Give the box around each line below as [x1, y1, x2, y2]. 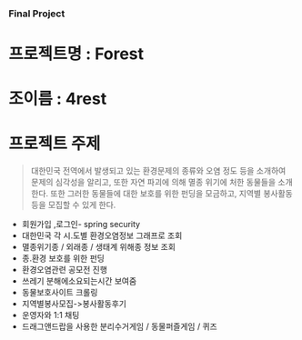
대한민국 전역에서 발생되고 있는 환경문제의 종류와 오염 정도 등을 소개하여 [30, 165, 287, 176]
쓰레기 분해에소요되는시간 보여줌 [21, 275, 137, 286]
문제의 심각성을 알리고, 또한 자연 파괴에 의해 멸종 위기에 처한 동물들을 [30, 176, 277, 188]
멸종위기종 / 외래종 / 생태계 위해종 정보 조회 [21, 242, 176, 253]
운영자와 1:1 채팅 [21, 310, 80, 321]
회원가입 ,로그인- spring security [21, 219, 141, 230]
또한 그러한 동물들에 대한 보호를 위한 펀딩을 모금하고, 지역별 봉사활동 [50, 188, 293, 199]
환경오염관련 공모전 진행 [21, 265, 108, 275]
